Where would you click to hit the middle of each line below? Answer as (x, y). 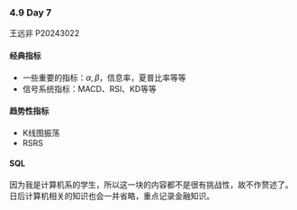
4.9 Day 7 (31, 13)
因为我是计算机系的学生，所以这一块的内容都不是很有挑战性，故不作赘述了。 (151, 184)
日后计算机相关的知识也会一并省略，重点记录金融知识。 (112, 196)
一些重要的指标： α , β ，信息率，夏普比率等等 (104, 78)
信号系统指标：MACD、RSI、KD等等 (90, 88)
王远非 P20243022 (45, 33)
